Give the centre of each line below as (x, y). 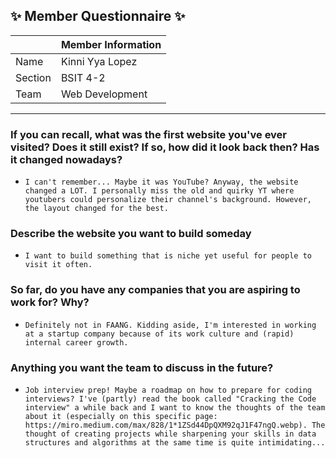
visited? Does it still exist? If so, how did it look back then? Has (165, 147)
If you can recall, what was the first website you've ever (149, 134)
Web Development (104, 94)
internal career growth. (76, 342)
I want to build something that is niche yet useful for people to (168, 256)
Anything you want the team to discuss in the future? (142, 367)
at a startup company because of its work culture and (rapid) (159, 334)
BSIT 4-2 (83, 77)
